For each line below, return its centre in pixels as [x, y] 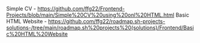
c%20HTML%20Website [37, 34]
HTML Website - [26, 21]
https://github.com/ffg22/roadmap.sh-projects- [107, 21]
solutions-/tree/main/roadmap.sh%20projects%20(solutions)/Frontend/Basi [100, 27]
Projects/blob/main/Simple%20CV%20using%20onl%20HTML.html [90, 15]
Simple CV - [21, 9]
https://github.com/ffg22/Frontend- [81, 9]
